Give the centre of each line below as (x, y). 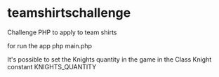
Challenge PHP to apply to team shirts (62, 32)
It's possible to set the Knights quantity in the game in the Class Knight (109, 59)
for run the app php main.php (50, 45)
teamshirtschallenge (69, 13)
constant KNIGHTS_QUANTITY (52, 66)
